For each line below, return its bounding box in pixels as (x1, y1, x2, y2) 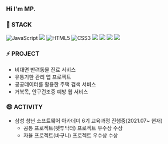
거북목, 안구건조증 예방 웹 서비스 (14, 88, 88, 95)
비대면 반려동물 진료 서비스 (14, 66, 76, 73)
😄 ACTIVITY (6, 103, 43, 111)
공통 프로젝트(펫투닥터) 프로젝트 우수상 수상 (23, 124, 123, 131)
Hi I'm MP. (6, 5, 36, 13)
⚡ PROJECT (6, 49, 40, 58)
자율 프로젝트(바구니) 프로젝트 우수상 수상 (23, 132, 118, 139)
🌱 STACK (6, 20, 32, 28)
